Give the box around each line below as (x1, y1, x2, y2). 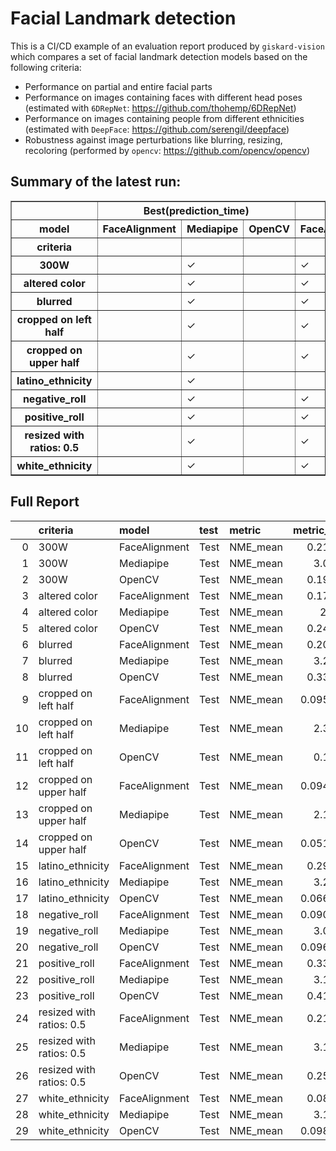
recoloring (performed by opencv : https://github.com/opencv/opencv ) (24, 144, 311, 156)
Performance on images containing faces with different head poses (24, 91, 303, 103)
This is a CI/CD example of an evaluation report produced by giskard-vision (10, 40, 325, 52)
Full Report (10, 493, 80, 511)
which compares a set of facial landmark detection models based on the (10, 50, 308, 62)
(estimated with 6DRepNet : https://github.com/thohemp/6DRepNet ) (24, 102, 297, 114)
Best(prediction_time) (143, 203, 250, 217)
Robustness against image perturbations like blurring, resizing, (24, 133, 283, 146)
